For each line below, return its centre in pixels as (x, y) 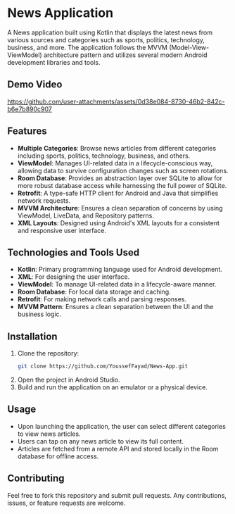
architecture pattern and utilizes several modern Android (125, 55)
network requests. (44, 200)
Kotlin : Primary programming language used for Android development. (120, 270)
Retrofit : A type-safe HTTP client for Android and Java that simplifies (118, 193)
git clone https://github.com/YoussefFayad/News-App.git (103, 366)
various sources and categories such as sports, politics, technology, (106, 39)
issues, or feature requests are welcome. (66, 503)
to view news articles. (49, 434)
